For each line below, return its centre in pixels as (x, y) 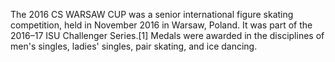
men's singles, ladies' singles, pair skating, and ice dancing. (134, 46)
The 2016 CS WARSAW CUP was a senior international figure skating (152, 14)
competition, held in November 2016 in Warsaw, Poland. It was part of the (161, 25)
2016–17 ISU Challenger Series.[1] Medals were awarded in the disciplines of (167, 35)
